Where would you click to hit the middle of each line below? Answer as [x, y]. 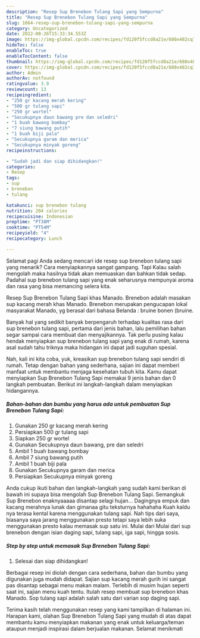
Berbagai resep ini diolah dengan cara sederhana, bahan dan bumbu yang [97, 572]
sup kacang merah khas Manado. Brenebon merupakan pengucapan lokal [97, 304]
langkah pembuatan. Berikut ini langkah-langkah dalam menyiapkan [89, 384]
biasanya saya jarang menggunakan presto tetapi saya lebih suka [86, 519]
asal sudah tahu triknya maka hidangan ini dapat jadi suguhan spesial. [92, 347]
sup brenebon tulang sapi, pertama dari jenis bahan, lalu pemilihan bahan [96, 328]
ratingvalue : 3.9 [28, 84]
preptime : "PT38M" [29, 222]
